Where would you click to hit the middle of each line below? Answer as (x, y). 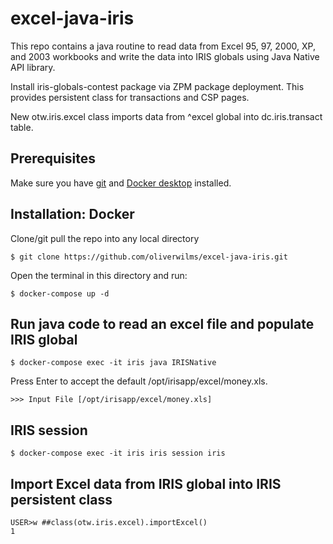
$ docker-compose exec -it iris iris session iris (118, 453)
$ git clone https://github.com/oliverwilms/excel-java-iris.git (149, 257)
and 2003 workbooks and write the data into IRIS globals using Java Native (165, 56)
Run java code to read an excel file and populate (162, 323)
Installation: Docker (72, 214)
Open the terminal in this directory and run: (99, 275)
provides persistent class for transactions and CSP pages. (130, 97)
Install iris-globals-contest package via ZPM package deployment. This (157, 86)
